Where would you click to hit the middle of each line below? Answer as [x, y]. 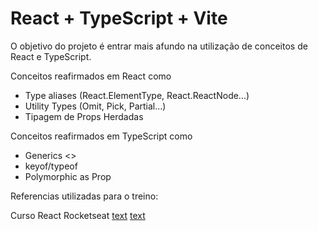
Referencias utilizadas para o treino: [84, 196]
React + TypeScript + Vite [119, 18]
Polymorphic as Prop [68, 176]
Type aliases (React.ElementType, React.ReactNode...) [137, 95]
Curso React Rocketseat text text [78, 215]
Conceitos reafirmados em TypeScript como [101, 136]
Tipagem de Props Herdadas [84, 116]
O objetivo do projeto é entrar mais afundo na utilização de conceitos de [159, 46]
